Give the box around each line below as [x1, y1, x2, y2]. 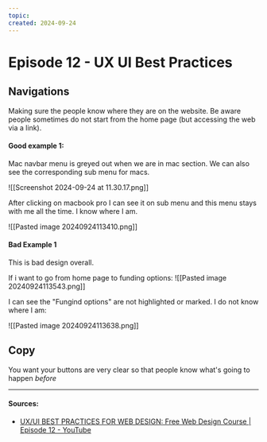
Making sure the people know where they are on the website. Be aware [8, 106, 241, 115]
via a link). [8, 122, 42, 132]
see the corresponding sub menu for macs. [8, 167, 150, 176]
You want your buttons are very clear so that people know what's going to [8, 365, 250, 374]
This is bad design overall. [8, 258, 94, 267]
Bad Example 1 [8, 240, 57, 250]
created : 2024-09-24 [8, 19, 77, 27]
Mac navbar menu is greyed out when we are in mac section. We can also [8, 158, 250, 168]
